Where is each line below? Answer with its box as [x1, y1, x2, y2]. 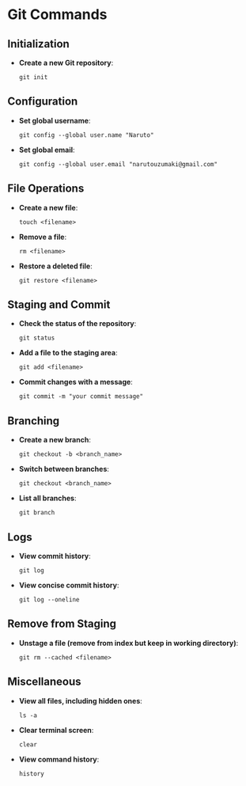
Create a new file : [18, 203, 78, 212]
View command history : [18, 754, 100, 764]
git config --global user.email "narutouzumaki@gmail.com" [18, 160, 218, 168]
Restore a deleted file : [18, 261, 93, 271]
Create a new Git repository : [18, 58, 114, 67]
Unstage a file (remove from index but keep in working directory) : [18, 638, 239, 647]
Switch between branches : [18, 465, 110, 474]
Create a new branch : [18, 435, 92, 445]
